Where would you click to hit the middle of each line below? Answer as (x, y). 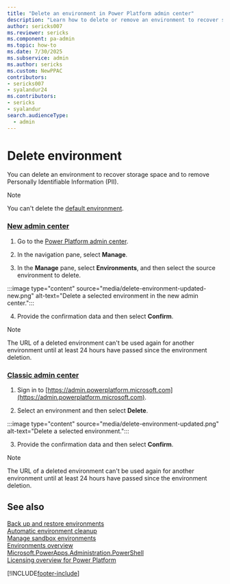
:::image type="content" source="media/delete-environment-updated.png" (113, 424)
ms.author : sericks (35, 64)
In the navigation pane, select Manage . (72, 254)
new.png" (21, 295)
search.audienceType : (38, 115)
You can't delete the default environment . (66, 208)
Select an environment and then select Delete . (82, 411)
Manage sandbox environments (52, 538)
